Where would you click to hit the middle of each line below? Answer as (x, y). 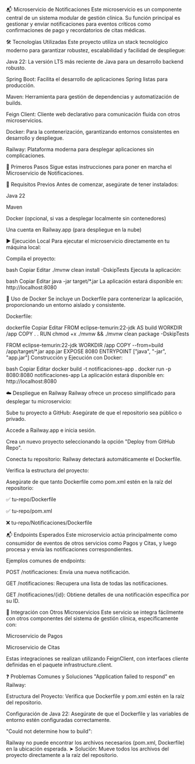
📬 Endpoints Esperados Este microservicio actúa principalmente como (92, 535)
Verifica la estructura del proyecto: (47, 470)
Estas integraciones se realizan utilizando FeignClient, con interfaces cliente (97, 658)
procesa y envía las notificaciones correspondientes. (69, 549)
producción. (20, 85)
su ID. (13, 601)
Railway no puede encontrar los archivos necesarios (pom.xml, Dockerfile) (95, 743)
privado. (16, 419)
